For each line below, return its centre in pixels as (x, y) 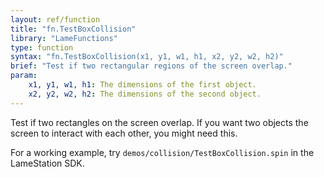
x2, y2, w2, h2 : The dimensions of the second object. (145, 94)
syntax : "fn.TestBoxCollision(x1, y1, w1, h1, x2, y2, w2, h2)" (147, 57)
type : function (42, 47)
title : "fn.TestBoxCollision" (73, 29)
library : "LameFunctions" (64, 38)
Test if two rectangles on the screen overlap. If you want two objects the (159, 122)
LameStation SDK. (47, 163)
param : (24, 76)
